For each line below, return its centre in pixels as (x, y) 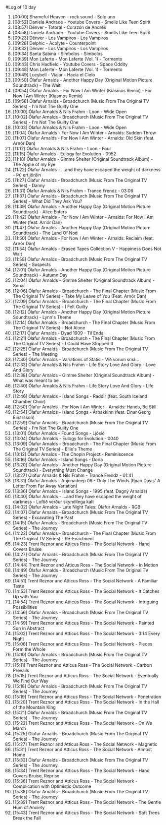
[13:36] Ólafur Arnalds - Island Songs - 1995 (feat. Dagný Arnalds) (80, 491)
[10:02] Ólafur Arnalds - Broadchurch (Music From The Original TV (81, 117)
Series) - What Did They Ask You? (47, 201)
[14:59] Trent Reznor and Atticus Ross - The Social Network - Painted (83, 623)
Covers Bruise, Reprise (36, 776)
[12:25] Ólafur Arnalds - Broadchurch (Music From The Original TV (80, 349)
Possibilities (25, 607)
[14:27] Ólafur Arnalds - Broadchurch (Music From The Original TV (81, 554)
